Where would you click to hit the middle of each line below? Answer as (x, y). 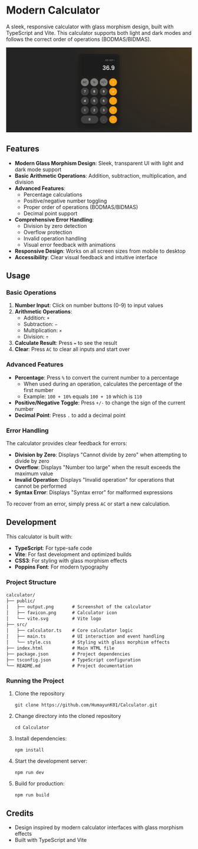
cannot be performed (40, 486)
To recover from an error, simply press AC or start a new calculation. (88, 504)
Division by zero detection (55, 226)
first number (39, 390)
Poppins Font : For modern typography (62, 567)
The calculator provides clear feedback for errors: (67, 443)
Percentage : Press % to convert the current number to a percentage (97, 377)
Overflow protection (48, 232)
